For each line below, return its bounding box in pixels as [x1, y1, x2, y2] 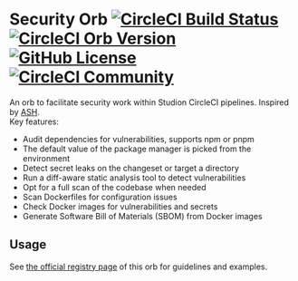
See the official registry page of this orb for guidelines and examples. [9, 261, 268, 272]
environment [22, 152, 71, 163]
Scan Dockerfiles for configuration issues [22, 191, 178, 202]
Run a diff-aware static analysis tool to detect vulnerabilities [22, 172, 246, 183]
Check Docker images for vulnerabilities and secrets [22, 200, 218, 212]
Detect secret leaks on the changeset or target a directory [22, 162, 240, 173]
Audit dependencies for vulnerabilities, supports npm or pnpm [22, 133, 255, 144]
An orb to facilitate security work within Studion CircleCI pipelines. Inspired [9, 96, 290, 108]
